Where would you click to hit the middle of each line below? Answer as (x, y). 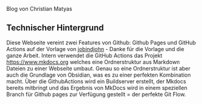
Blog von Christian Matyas (39, 9)
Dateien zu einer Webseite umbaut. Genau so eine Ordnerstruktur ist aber (98, 68)
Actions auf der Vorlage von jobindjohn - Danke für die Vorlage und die (95, 49)
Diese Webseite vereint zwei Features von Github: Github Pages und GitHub (101, 43)
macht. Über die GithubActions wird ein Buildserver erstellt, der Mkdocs (96, 81)
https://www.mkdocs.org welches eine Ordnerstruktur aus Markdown (93, 62)
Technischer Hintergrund (55, 28)
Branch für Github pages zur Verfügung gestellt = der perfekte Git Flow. (96, 94)
